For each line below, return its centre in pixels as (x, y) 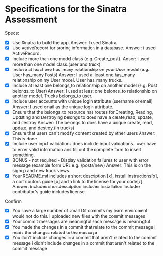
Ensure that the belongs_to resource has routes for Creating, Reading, (82, 112)
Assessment (31, 19)
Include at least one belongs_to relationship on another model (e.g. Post (85, 85)
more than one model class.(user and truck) (56, 64)
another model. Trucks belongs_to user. (52, 96)
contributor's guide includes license (48, 191)
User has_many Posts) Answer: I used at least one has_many (73, 75)
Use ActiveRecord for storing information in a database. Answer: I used (84, 48)
